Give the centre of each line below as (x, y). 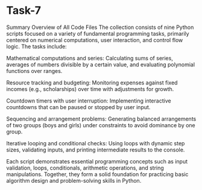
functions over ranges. (34, 71)
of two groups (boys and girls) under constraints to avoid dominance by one (101, 125)
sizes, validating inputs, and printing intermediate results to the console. (96, 150)
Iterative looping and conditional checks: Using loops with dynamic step (96, 143)
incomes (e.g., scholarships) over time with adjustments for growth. (90, 89)
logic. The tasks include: (37, 46)
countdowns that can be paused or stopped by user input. (78, 107)
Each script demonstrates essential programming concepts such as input (97, 161)
